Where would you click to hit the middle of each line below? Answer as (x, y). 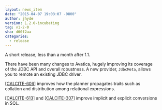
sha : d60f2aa (18, 32)
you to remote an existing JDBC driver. (44, 74)
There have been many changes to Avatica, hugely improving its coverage (79, 64)
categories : (17, 37)
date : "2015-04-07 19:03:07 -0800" (41, 14)
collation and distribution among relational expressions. (60, 89)
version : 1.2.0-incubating (32, 23)
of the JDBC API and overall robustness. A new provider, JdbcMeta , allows (78, 69)
